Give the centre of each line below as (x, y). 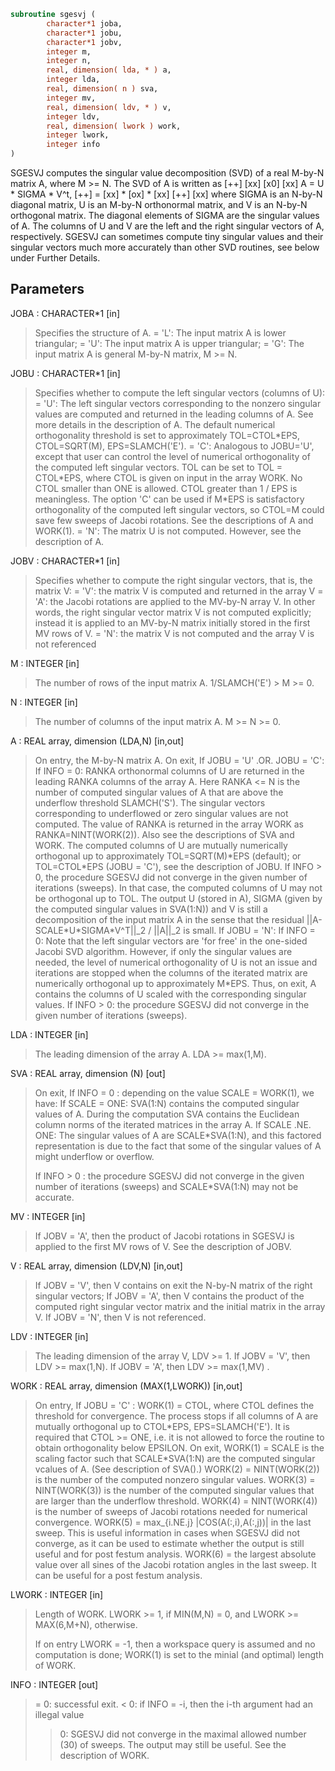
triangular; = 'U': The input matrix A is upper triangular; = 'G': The (169, 343)
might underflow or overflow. (94, 1156)
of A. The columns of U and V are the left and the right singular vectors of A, (167, 226)
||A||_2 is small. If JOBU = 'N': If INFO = (234, 930)
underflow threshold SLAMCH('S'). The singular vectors (150, 802)
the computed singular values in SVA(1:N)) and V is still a (151, 909)
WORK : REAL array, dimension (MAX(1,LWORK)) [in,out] (126, 1386)
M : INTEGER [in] (45, 663)
